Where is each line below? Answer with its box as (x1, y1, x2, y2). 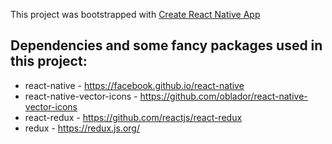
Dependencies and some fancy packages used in (10, 37, 323, 54)
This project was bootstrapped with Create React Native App (10, 9, 261, 20)
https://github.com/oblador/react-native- (139, 90, 308, 102)
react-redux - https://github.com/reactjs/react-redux (24, 111, 243, 123)
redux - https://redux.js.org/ (24, 122, 140, 134)
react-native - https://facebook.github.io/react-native (24, 79, 245, 91)
